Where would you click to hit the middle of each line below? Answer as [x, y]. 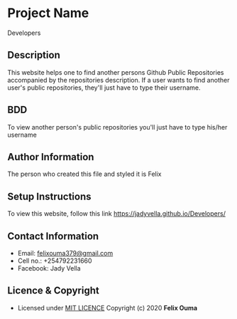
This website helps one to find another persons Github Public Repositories [116, 72]
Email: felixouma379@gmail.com [65, 253]
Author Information [51, 157]
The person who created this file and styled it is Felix [84, 174]
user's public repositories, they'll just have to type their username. [104, 88]
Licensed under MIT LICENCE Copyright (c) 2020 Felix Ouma [107, 308]
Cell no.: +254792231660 [55, 261]
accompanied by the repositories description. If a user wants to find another [118, 80]
